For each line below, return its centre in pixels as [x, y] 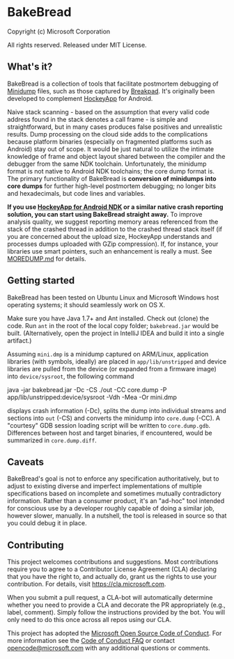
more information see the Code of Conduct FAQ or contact [91, 641]
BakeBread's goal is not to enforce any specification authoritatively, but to [113, 479]
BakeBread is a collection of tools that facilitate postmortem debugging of [113, 84]
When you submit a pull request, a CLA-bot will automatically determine [110, 598]
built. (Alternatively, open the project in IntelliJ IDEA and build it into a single [116, 333]
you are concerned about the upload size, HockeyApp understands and [110, 236]
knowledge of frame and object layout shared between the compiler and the [116, 156]
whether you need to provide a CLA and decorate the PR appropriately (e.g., [117, 605]
